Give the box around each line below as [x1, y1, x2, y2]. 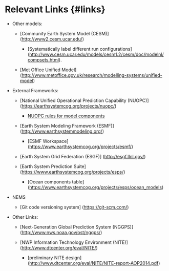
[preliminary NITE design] [27, 255, 82, 261]
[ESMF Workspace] [27, 138, 69, 144]
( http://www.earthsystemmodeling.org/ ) [19, 128, 104, 134]
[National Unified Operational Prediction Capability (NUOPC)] [19, 97, 149, 103]
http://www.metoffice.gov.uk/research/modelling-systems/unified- [22, 72, 162, 78]
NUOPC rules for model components [27, 113, 105, 119]
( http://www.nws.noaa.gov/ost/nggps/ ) [19, 229, 102, 235]
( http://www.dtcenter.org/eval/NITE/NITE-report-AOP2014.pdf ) [27, 260, 160, 266]
